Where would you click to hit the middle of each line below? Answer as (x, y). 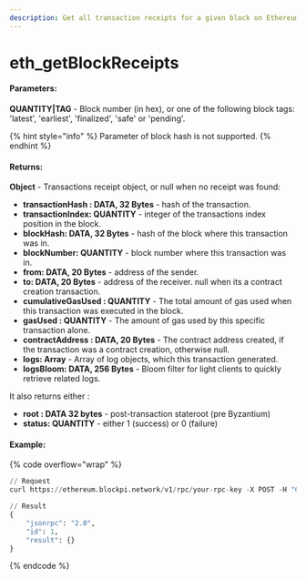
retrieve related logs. (61, 379)
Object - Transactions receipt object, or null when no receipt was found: (145, 187)
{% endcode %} (40, 566)
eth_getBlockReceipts (94, 62)
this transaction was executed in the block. (103, 311)
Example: (28, 444)
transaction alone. (56, 330)
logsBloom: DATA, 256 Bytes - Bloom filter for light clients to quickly (152, 369)
